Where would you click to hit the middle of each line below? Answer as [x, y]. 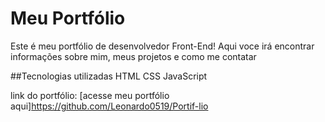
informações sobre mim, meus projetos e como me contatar [133, 56]
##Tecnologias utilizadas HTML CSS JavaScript [109, 76]
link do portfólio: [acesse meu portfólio [90, 95]
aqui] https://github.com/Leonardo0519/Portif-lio [109, 106]
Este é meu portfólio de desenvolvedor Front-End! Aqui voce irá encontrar [162, 46]
